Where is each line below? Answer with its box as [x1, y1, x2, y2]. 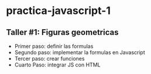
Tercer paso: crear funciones [14, 55, 85, 62]
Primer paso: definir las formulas [14, 43, 94, 50]
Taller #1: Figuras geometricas [6, 27, 119, 37]
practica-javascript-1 [6, 4, 111, 17]
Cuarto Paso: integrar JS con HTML [14, 61, 101, 68]
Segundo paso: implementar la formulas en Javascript [14, 49, 145, 56]
